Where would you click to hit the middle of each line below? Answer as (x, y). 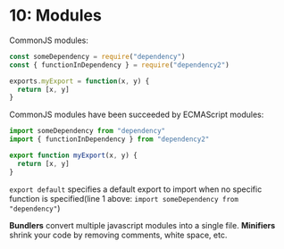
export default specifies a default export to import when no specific (136, 189)
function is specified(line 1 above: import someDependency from (124, 198)
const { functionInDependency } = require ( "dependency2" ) (119, 65)
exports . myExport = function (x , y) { (79, 81)
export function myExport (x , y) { (74, 156)
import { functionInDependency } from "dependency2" (109, 139)
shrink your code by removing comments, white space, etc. (118, 235)
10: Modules (56, 16)
